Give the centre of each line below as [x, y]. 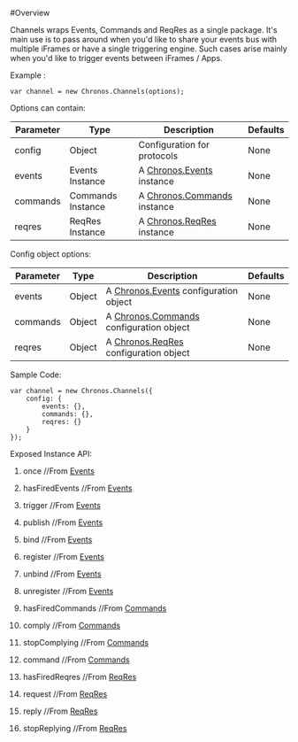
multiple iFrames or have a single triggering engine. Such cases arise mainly [149, 49]
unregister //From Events [68, 591]
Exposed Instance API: [51, 454]
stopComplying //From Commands [86, 642]
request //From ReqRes [65, 694]
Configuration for [174, 145]
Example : [28, 75]
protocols [158, 156]
